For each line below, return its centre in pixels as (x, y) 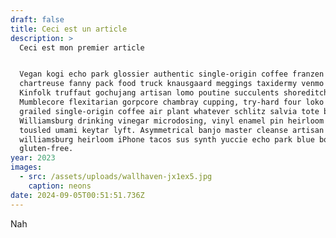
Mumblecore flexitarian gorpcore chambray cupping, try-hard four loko (172, 102)
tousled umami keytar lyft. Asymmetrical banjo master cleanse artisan (172, 130)
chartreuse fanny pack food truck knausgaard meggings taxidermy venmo (172, 84)
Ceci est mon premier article (82, 47)
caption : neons (60, 186)
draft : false (37, 19)
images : (26, 167)
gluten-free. (46, 149)
